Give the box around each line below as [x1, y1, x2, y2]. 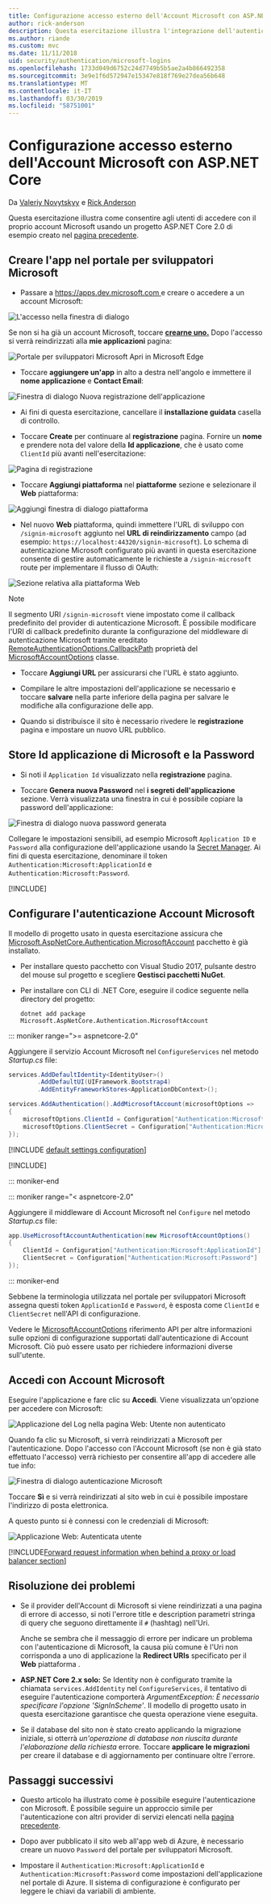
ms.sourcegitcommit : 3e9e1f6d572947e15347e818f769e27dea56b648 [8, 72, 226, 80]
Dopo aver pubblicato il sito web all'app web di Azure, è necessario [19, 1836, 244, 1846]
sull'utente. [8, 1350, 46, 1359]
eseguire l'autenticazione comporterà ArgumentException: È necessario [19, 1692, 260, 1701]
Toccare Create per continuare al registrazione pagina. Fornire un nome [19, 431, 262, 441]
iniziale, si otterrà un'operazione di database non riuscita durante [19, 1733, 239, 1743]
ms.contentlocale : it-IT [8, 86, 92, 95]
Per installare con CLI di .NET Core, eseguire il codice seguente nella [19, 985, 249, 995]
